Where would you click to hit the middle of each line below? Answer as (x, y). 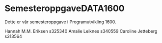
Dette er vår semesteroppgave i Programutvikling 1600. (60, 22)
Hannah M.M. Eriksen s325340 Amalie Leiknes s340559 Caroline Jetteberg (81, 31)
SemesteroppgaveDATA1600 (65, 8)
